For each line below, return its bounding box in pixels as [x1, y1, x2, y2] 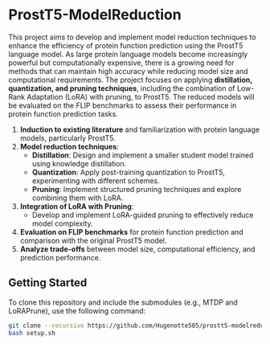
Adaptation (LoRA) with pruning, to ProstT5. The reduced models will [27, 92, 255, 101]
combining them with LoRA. [31, 193, 124, 203]
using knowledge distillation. [31, 158, 127, 168]
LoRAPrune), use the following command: [8, 305, 146, 315]
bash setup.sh [8, 329, 56, 337]
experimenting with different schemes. [31, 175, 160, 186]
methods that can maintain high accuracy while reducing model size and [8, 66, 248, 76]
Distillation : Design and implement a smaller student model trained [31, 150, 254, 160]
